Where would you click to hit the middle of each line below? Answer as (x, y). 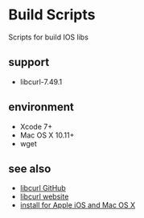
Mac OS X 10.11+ (47, 135)
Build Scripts (52, 15)
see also (30, 169)
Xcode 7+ (36, 126)
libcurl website (44, 197)
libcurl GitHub (43, 188)
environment (41, 107)
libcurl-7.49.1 (41, 81)
